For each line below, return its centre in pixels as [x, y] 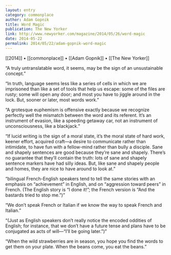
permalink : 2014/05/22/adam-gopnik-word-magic [56, 44]
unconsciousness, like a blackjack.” [43, 126]
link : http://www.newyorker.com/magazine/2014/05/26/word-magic [75, 34]
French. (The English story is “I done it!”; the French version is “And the [80, 189]
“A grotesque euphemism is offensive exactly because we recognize [78, 110]
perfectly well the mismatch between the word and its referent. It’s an [78, 115]
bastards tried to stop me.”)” [35, 195]
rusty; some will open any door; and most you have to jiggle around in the [83, 94]
